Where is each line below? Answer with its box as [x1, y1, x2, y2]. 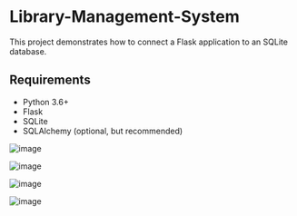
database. [9, 45, 47, 56]
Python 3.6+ [22, 96, 70, 107]
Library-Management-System [9, 6, 241, 27]
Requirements [9, 73, 91, 88]
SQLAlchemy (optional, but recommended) [22, 125, 183, 136]
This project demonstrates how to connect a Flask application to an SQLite [9, 36, 289, 47]
